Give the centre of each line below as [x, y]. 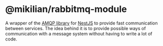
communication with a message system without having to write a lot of [79, 33]
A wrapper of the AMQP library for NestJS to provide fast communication [81, 23]
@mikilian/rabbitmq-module [66, 9]
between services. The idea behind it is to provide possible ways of [75, 28]
